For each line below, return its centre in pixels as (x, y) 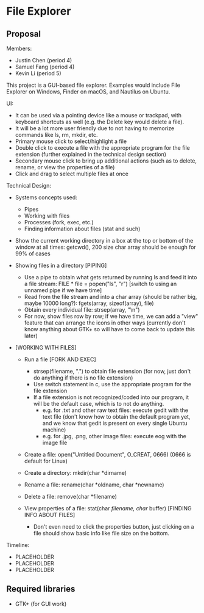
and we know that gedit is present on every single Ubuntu (115, 423)
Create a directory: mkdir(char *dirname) (75, 473)
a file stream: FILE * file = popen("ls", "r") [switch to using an (100, 284)
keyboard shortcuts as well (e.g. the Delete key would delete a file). (100, 122)
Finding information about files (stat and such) (82, 229)
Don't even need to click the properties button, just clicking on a (114, 527)
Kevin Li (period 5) (38, 73)
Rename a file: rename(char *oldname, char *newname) (94, 485)
